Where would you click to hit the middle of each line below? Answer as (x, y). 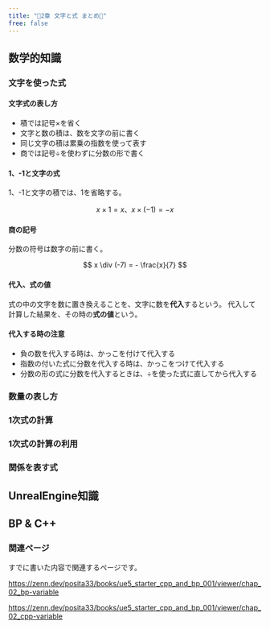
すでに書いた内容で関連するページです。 (75, 567)
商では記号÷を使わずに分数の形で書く (82, 153)
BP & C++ (33, 524)
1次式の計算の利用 (43, 444)
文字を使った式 (37, 83)
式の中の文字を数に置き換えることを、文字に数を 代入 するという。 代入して (132, 304)
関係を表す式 (33, 467)
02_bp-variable (34, 592)
